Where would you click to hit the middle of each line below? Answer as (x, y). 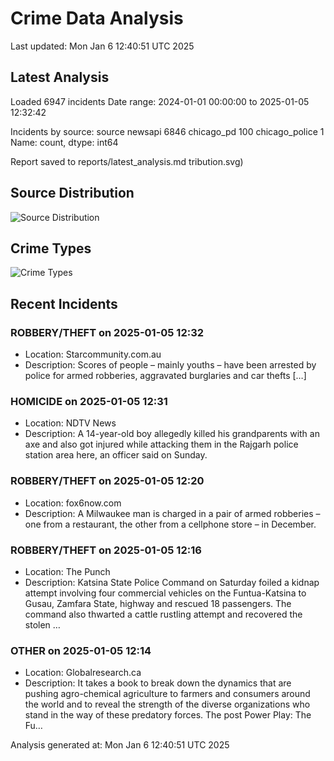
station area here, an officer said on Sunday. (116, 455)
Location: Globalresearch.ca (83, 673)
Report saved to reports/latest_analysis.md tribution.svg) (127, 161)
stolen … (42, 624)
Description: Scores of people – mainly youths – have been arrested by (170, 365)
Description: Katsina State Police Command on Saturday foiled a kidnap (172, 582)
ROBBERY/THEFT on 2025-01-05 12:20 (107, 481)
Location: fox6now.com (73, 503)
